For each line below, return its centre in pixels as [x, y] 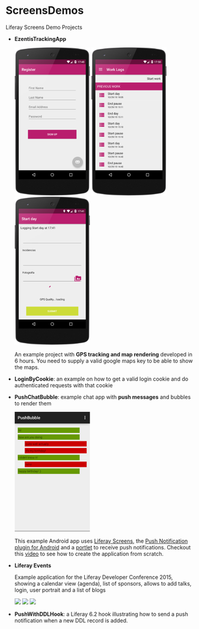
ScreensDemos [45, 11]
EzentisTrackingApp [40, 39]
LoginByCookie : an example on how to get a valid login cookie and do [101, 379]
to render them [33, 403]
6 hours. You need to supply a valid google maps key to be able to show [103, 361]
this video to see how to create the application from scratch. [89, 554]
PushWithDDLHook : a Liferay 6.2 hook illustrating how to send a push [101, 614]
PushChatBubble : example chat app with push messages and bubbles [103, 397]
